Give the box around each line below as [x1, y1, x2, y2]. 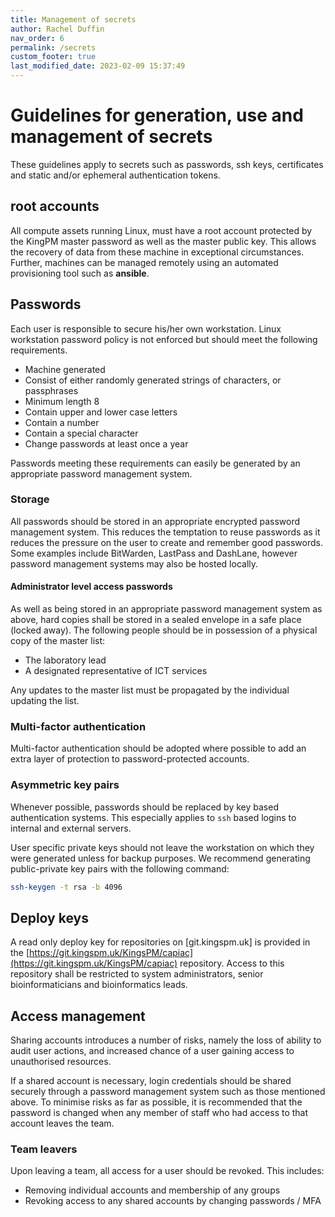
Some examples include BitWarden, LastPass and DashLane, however [10, 547, 298, 559]
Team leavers [10, 1142, 78, 1156]
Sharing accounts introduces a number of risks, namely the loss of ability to [10, 1034, 322, 1046]
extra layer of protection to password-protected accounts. [10, 753, 250, 765]
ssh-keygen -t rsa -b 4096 [10, 882, 123, 892]
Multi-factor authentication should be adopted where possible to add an [10, 742, 307, 755]
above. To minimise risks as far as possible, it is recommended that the [10, 1096, 303, 1108]
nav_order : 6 [10, 33, 65, 43]
